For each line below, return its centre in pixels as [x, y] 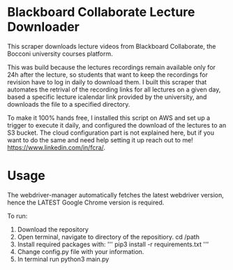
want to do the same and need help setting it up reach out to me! [100, 140]
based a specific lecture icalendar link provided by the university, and [107, 97]
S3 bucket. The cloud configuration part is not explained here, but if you [111, 133]
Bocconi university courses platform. [60, 54]
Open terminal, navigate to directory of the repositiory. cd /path [108, 237]
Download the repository [53, 229]
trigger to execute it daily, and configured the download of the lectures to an [117, 125]
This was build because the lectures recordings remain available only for [112, 67]
